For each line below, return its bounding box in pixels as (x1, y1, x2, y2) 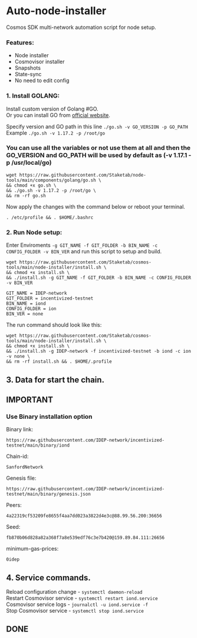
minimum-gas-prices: (6, 545, 59, 552)
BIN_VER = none (6, 311, 44, 317)
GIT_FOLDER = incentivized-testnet (6, 295, 94, 302)
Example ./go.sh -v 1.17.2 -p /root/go (6, 129, 105, 136)
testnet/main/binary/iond (6, 442, 70, 448)
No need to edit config (14, 77, 70, 84)
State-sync (14, 71, 42, 78)
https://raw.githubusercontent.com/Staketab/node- (19, 172, 146, 178)
